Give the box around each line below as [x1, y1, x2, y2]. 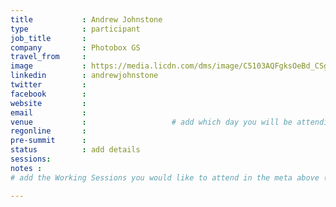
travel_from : [10, 52, 87, 62]
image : [10, 61, 87, 71]
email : [10, 107, 87, 118]
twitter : [10, 80, 87, 90]
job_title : [10, 33, 87, 43]
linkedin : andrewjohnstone [10, 71, 159, 81]
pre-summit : [10, 136, 87, 146]
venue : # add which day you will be [10, 117, 293, 127]
